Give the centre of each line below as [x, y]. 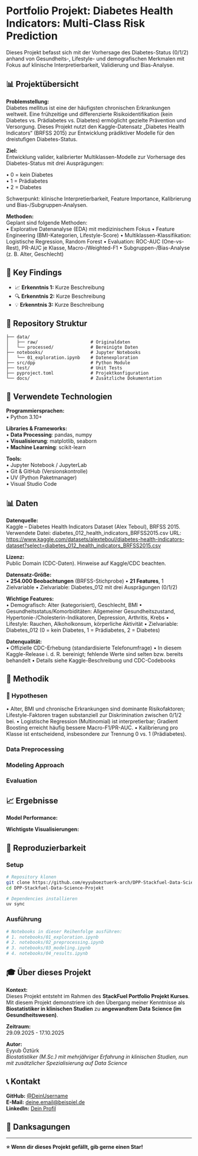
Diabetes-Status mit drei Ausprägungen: [55, 163]
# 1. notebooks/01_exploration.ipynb [52, 937]
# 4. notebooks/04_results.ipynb [47, 954]
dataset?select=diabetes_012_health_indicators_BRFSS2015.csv [83, 545]
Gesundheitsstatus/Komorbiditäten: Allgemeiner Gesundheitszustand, [91, 611]
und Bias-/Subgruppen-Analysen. [47, 204]
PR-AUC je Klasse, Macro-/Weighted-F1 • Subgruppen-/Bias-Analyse [106, 248]
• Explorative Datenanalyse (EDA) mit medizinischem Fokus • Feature [90, 229]
